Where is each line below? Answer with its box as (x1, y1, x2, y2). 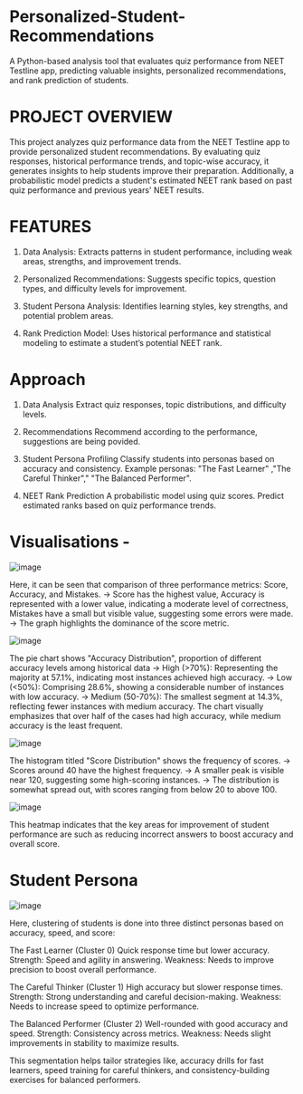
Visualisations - (9, 532, 130, 552)
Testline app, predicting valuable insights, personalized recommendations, (9, 65, 287, 76)
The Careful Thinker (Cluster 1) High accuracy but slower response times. (9, 981, 283, 993)
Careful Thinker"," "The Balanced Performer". (22, 473, 192, 484)
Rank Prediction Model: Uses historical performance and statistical (22, 328, 271, 339)
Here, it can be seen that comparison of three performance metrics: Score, (9, 579, 289, 590)
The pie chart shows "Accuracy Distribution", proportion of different (9, 652, 262, 663)
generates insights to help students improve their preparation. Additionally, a (9, 165, 294, 176)
